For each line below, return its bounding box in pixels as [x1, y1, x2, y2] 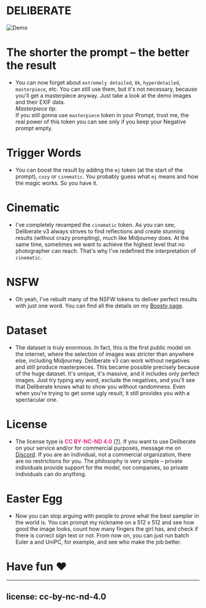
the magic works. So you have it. [15, 179, 98, 187]
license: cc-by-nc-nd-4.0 [6, 591, 107, 602]
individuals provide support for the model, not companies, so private [15, 464, 189, 471]
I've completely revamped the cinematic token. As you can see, [15, 221, 176, 228]
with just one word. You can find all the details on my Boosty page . [15, 302, 184, 309]
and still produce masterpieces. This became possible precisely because [15, 363, 200, 371]
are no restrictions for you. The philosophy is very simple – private [15, 457, 183, 464]
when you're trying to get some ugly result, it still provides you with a [15, 389, 190, 396]
